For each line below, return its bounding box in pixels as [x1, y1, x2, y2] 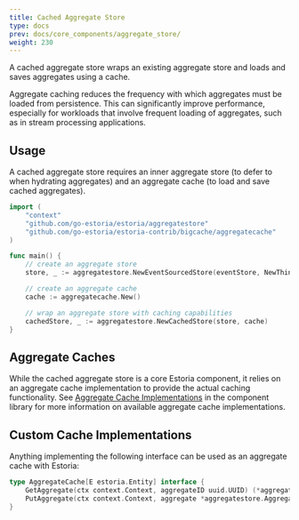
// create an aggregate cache [25, 284, 138, 293]
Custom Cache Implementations [9, 428, 192, 443]
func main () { [9, 252, 62, 260]
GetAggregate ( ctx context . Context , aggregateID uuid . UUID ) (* [25, 485, 261, 494]
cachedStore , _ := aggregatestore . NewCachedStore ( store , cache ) [25, 316, 269, 325]
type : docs [9, 21, 50, 30]
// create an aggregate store [25, 260, 138, 269]
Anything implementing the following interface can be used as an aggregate [9, 451, 287, 462]
